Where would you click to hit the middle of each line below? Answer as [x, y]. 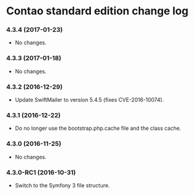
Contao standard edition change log [97, 11]
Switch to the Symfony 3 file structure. [62, 185]
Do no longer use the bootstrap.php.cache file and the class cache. [98, 128]
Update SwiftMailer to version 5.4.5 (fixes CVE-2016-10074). [89, 100]
